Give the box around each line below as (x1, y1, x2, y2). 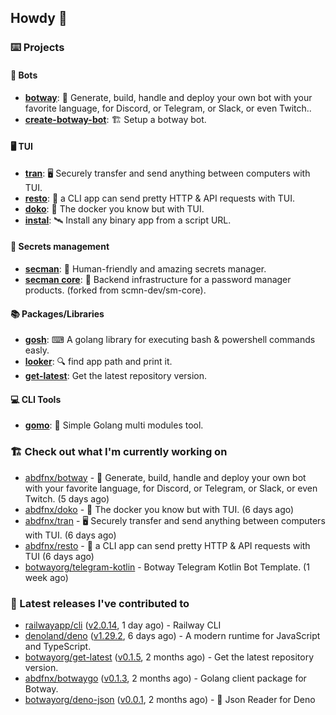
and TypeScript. (24, 640, 92, 652)
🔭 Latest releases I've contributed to (10, 596, 190, 610)
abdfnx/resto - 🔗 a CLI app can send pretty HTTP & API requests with (24, 539, 311, 551)
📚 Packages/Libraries (10, 307, 105, 320)
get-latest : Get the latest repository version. (24, 370, 208, 382)
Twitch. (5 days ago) (24, 492, 110, 505)
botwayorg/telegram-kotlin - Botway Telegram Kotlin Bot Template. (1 (24, 561, 310, 573)
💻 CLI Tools (10, 393, 62, 405)
